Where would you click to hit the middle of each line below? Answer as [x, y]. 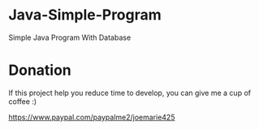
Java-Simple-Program [85, 15]
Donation [40, 70]
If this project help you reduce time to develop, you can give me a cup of [130, 93]
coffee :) [23, 101]
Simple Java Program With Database [70, 37]
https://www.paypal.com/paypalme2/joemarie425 [92, 117]
